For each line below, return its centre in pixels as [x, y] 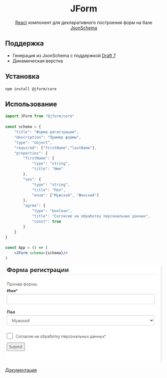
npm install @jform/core [31, 89]
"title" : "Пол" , [49, 190]
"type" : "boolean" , [52, 211]
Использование [31, 104]
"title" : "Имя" [48, 169]
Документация [21, 370]
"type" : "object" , [33, 143]
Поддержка [24, 44]
